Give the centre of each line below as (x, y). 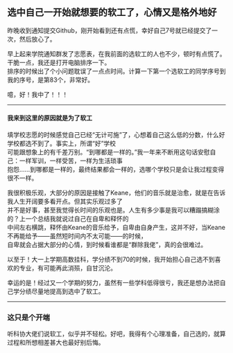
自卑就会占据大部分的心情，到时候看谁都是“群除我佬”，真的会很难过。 (107, 245)
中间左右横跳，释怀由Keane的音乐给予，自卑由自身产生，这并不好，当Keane (116, 228)
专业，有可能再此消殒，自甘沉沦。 (68, 268)
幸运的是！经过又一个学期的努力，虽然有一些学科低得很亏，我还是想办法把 (113, 283)
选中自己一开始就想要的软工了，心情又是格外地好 (112, 12)
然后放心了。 (37, 39)
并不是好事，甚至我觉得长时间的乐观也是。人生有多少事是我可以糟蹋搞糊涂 (113, 210)
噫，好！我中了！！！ (37, 94)
